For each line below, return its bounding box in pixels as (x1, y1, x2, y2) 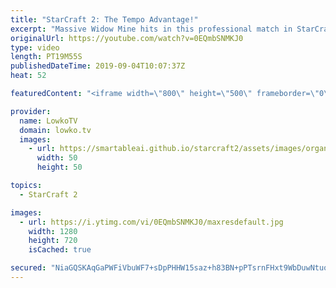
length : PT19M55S (10, 52, 83, 62)
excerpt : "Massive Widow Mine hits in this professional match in (10, 24, 293, 34)
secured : (10, 263, 47, 273)
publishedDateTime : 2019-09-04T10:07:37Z (10, 61, 186, 71)
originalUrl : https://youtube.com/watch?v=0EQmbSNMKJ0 (10, 33, 244, 43)
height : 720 (28, 236, 78, 246)
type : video (10, 42, 60, 53)
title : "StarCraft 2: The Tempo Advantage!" (10, 14, 199, 25)
